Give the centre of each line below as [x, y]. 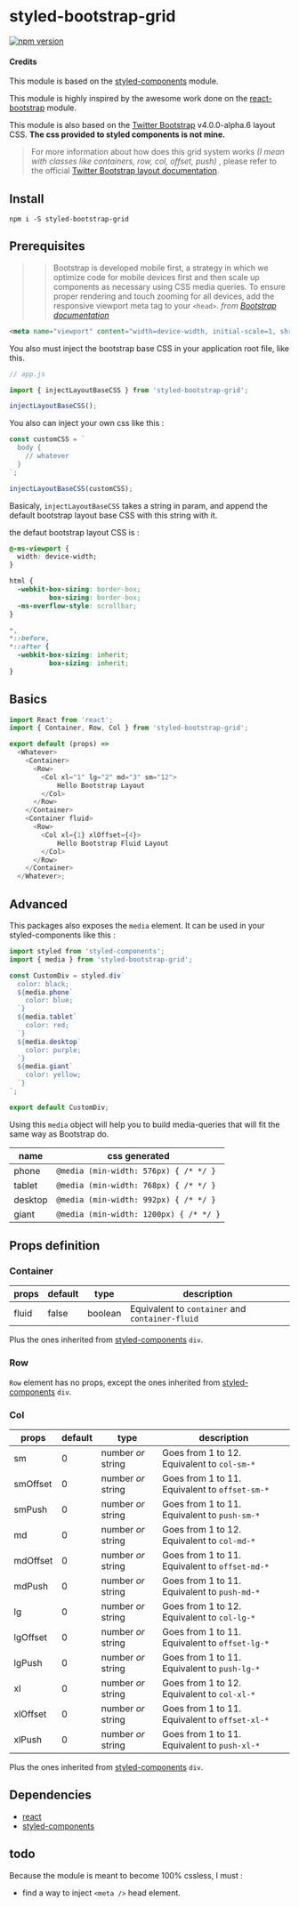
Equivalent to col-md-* [209, 1541]
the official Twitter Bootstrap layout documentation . [125, 171]
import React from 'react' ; [61, 720]
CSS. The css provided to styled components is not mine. [117, 134]
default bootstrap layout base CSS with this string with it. [113, 515]
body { [29, 448]
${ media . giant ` [45, 1066]
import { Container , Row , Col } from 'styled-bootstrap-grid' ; [129, 728]
